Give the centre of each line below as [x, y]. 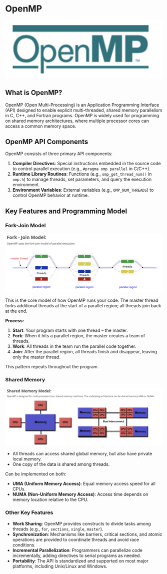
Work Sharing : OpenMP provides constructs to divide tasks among [81, 523]
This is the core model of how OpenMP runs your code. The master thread [82, 300]
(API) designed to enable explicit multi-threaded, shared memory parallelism [84, 110]
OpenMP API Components [47, 141]
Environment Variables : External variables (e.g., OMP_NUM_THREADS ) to [83, 190]
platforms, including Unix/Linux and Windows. [60, 566]
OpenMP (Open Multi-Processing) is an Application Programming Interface [82, 105]
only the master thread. [36, 357]
